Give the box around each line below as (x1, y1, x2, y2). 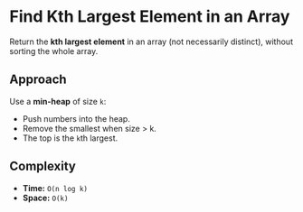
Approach (9, 72, 67, 88)
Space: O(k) (22, 192, 69, 203)
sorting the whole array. (9, 45, 99, 56)
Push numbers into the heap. (22, 113, 131, 124)
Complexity (9, 159, 77, 174)
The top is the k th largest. (22, 133, 118, 143)
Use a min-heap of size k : (9, 96, 107, 106)
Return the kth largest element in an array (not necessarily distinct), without (9, 36, 294, 47)
